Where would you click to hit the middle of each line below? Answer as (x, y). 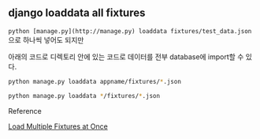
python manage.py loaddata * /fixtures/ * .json (84, 96)
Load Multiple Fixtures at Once (58, 126)
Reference (25, 111)
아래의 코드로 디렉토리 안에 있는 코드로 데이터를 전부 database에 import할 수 (126, 56)
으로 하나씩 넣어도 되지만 (46, 39)
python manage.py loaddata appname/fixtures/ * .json (95, 81)
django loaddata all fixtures (77, 13)
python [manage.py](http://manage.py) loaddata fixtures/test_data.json (130, 31)
